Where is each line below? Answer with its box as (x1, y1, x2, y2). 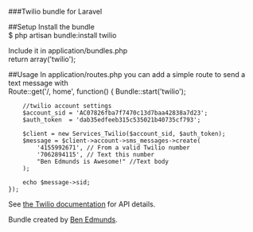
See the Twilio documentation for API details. (8, 199, 156, 209)
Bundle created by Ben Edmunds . (8, 215, 118, 224)
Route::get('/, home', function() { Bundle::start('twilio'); (8, 87, 186, 96)
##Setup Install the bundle (8, 22, 95, 31)
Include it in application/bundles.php (8, 46, 128, 55)
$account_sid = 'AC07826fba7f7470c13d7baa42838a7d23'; (22, 109, 208, 117)
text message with (8, 79, 69, 87)
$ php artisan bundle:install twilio (8, 31, 117, 40)
